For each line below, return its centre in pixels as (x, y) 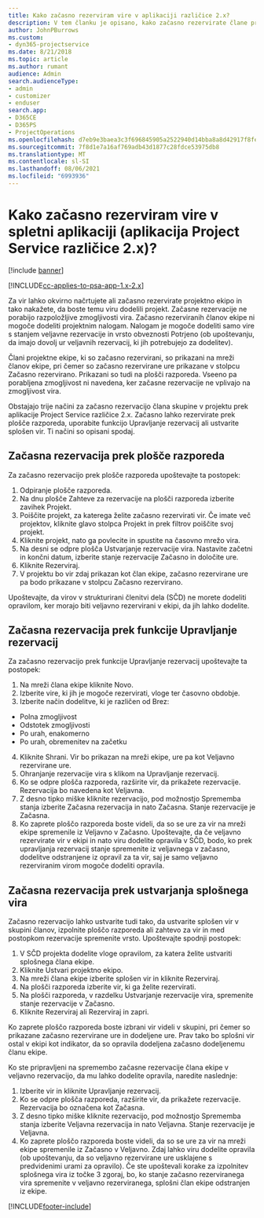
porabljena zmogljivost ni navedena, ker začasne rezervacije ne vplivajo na (129, 383)
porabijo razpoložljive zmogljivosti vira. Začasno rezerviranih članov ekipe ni (132, 317)
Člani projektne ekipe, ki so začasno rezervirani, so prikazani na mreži (121, 358)
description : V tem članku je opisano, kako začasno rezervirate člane (128, 23)
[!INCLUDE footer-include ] (50, 1206)
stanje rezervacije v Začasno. (67, 1003)
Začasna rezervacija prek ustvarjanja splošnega (128, 890)
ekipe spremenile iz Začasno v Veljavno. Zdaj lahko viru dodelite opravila (137, 1150)
